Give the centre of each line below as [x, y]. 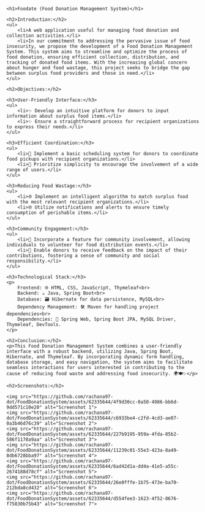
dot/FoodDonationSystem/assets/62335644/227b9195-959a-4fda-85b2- [93, 434]
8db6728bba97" [24, 456]
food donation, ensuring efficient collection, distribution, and [93, 57]
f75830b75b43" [24, 504]
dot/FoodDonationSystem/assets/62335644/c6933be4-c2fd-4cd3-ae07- [93, 418]
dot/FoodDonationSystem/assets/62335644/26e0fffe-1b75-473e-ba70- [93, 483]
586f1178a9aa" [24, 440]
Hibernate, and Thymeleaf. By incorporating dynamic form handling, [95, 357]
